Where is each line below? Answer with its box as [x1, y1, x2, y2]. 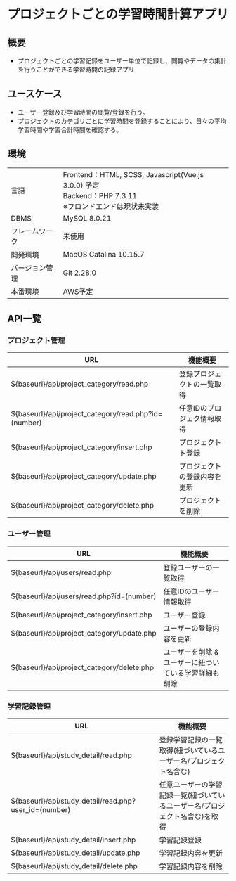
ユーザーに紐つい [163, 657, 220, 667]
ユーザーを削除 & [163, 647, 219, 657]
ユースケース [7, 88, 62, 100]
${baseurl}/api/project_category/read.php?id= [11, 409, 163, 419]
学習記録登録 [159, 835, 202, 844]
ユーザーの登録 [163, 623, 213, 633]
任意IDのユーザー [163, 586, 220, 596]
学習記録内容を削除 [159, 861, 223, 871]
